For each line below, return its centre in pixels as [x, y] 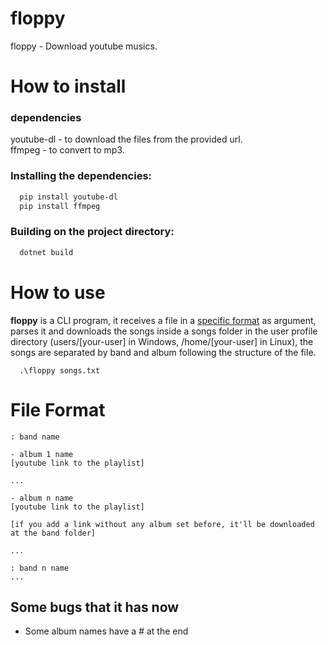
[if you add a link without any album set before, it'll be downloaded [162, 524]
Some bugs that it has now [95, 607]
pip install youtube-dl [68, 197]
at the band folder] [53, 533]
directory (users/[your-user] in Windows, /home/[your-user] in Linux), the [162, 341]
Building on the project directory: [92, 232]
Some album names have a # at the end [106, 631]
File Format [58, 409]
